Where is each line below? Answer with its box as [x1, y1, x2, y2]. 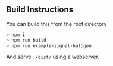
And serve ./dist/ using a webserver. [6, 53, 100, 61]
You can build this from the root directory [6, 20, 107, 27]
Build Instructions [6, 5, 74, 15]
